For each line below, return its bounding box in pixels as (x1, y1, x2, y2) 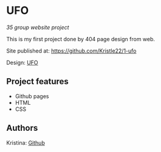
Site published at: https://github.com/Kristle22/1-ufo (6, 47, 137, 55)
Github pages (15, 92, 49, 100)
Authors (6, 123, 38, 133)
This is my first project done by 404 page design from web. (6, 35, 156, 42)
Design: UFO (6, 59, 38, 66)
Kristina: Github (6, 139, 46, 146)
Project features (6, 76, 69, 87)
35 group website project (6, 24, 69, 31)
